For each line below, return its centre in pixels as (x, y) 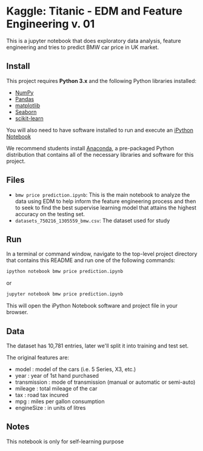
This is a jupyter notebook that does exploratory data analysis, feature (94, 41)
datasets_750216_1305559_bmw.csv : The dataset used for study (92, 220)
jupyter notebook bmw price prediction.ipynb (65, 294)
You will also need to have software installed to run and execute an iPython (100, 130)
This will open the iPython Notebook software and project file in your (92, 306)
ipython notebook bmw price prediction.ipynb (65, 272)
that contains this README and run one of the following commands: (91, 260)
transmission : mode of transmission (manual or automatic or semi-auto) (105, 382)
